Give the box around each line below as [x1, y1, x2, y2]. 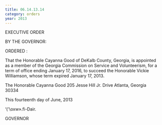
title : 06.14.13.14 [5, 7, 45, 12]
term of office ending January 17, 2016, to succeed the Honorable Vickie [5, 68, 149, 74]
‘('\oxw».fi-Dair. [5, 106, 36, 112]
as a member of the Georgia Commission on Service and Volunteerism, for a [5, 62, 158, 68]
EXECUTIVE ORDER [5, 30, 45, 35]
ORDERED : [5, 48, 28, 54]
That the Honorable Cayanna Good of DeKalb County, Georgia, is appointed [5, 58, 156, 63]
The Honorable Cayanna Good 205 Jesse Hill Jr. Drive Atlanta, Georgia [5, 82, 146, 88]
